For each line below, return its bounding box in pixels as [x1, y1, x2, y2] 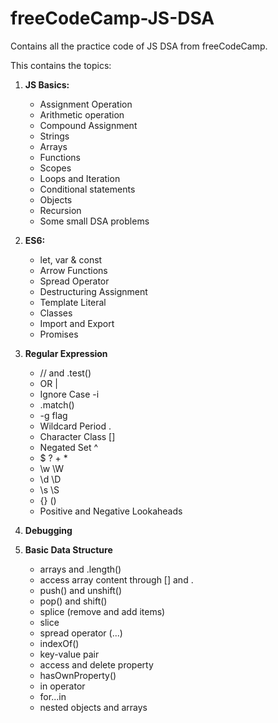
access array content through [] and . [39, 573, 194, 586]
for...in [39, 690, 67, 702]
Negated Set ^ [39, 441, 99, 453]
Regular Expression [24, 347, 108, 359]
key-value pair [39, 648, 100, 660]
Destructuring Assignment [39, 285, 148, 297]
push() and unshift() [39, 584, 123, 596]
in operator [39, 680, 86, 692]
